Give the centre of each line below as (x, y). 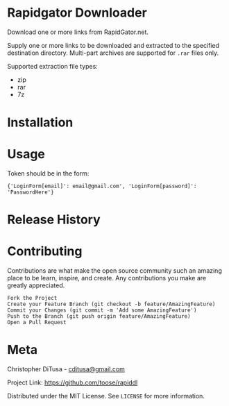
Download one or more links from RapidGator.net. (78, 32)
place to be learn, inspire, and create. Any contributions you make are (107, 278)
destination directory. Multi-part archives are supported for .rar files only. (113, 53)
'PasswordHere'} (31, 192)
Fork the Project (32, 298)
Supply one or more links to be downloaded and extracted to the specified (113, 45)
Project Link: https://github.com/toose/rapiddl (73, 382)
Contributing (45, 252)
